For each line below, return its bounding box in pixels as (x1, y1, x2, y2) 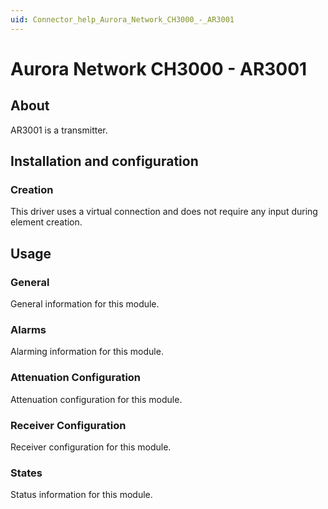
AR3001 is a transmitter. (10, 124, 108, 136)
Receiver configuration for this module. (10, 441, 172, 453)
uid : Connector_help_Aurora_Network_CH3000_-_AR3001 (10, 14, 235, 25)
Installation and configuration (10, 153, 199, 170)
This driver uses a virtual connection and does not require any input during (10, 206, 318, 218)
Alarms (10, 322, 47, 336)
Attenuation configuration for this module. (10, 393, 183, 405)
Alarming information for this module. (10, 346, 164, 358)
